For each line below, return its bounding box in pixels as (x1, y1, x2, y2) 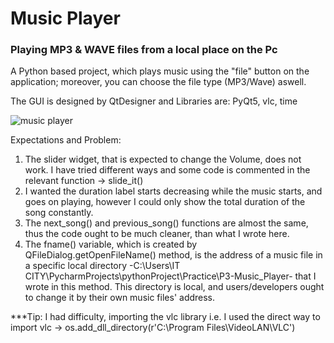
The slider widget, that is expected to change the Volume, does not (24, 153, 302, 166)
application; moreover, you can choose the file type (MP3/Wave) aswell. (10, 76, 307, 88)
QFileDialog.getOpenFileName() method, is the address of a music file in (24, 249, 323, 261)
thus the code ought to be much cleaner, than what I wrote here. (24, 228, 290, 240)
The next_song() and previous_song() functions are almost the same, (24, 217, 309, 229)
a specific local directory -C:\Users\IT (24, 260, 181, 272)
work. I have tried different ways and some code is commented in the (24, 164, 311, 176)
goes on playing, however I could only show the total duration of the (24, 196, 306, 208)
